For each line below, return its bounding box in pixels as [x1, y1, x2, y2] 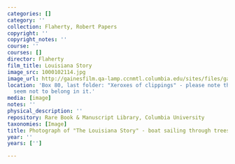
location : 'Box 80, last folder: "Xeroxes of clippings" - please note [7, 82, 220, 89]
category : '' [7, 17, 45, 24]
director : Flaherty [7, 56, 64, 63]
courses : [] [7, 50, 42, 57]
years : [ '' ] [7, 140, 42, 147]
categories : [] [7, 10, 52, 17]
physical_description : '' [7, 107, 83, 114]
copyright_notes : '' [7, 36, 68, 43]
